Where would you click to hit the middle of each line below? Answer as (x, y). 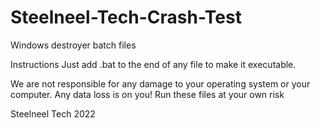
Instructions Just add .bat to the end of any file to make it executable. (153, 64)
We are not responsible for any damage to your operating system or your (160, 83)
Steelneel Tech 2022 (53, 113)
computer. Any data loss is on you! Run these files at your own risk (147, 94)
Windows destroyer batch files (73, 45)
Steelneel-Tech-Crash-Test (126, 17)
